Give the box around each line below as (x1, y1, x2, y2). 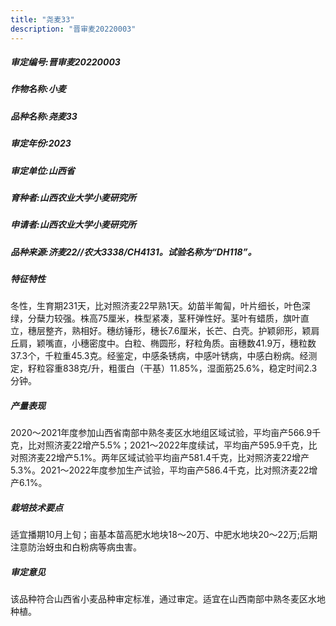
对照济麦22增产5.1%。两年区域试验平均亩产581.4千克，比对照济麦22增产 (10, 452, 310, 464)
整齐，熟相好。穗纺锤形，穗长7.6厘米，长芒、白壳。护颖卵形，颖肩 (44, 325, 320, 337)
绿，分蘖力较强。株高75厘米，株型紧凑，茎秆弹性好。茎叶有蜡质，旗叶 (10, 312, 302, 325)
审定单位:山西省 (10, 164, 75, 176)
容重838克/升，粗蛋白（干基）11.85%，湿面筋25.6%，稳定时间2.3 (44, 362, 318, 375)
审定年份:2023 (10, 137, 72, 150)
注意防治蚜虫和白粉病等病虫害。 (10, 541, 142, 553)
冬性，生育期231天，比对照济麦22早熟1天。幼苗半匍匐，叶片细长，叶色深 (10, 300, 311, 312)
